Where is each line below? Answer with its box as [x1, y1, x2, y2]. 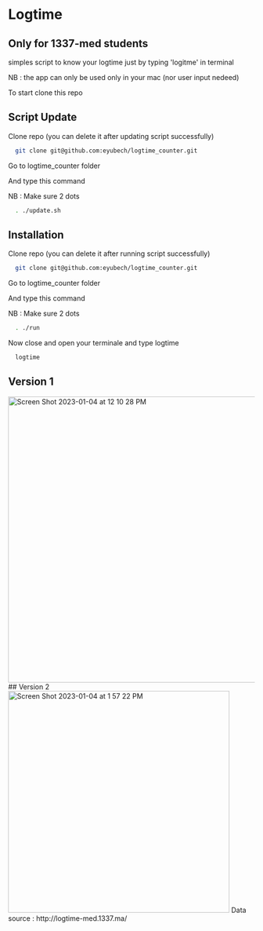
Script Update [8, 111, 77, 124]
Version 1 [8, 375, 54, 389]
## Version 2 [8, 681, 49, 692]
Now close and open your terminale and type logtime [8, 338, 179, 348]
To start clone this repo [8, 88, 84, 97]
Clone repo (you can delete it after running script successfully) [8, 249, 211, 258]
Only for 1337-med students [8, 37, 149, 50]
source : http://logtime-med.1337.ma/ [8, 913, 128, 923]
